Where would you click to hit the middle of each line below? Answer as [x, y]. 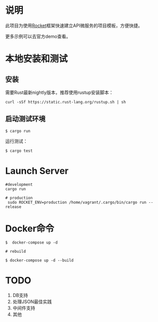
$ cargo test [19, 151]
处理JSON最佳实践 [32, 302]
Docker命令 [30, 229]
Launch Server [37, 171]
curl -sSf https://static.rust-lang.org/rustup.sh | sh [66, 102]
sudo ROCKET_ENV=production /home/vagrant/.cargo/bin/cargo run [77, 202]
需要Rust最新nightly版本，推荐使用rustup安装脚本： [59, 92]
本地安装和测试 [37, 59]
